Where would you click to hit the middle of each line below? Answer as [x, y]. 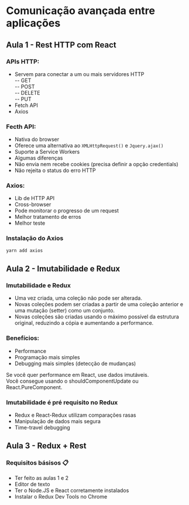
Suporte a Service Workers [47, 152]
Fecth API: [21, 126]
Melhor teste [30, 223]
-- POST [25, 87]
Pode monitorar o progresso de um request [66, 211]
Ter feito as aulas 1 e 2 [42, 477]
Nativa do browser [37, 139]
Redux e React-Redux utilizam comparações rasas [75, 415]
